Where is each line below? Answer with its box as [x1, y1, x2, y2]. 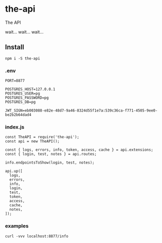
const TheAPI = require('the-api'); [5, 135, 79, 140]
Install [5, 43, 24, 52]
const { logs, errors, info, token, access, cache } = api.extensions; [5, 148, 153, 152]
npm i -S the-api [5, 56, 40, 61]
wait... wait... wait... [5, 29, 44, 35]
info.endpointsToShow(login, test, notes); [5, 160, 95, 165]
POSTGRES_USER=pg [5, 91, 40, 96]
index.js [5, 123, 24, 130]
